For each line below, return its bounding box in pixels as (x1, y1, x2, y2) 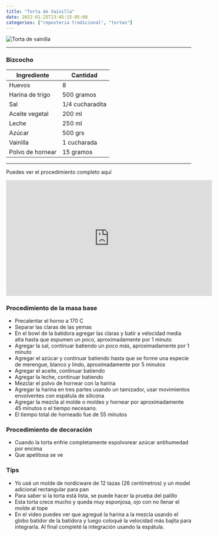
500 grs (62, 129, 85, 137)
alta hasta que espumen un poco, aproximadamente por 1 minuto (14, 336, 172, 343)
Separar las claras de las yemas (14, 323, 92, 330)
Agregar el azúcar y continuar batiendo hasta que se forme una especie (14, 354, 189, 361)
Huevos (9, 81, 31, 89)
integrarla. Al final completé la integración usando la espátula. (14, 523, 165, 530)
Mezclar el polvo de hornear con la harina (14, 380, 116, 387)
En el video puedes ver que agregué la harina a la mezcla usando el (14, 511, 179, 518)
